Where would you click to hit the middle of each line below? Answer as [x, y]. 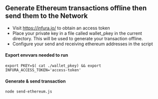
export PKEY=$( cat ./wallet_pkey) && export [53, 66]
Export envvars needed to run [37, 55]
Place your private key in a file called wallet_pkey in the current [77, 33]
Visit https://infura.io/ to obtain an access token [61, 28]
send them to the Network [47, 16]
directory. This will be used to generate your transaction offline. [78, 38]
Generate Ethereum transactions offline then [76, 8]
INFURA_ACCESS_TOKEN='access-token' [43, 70]
